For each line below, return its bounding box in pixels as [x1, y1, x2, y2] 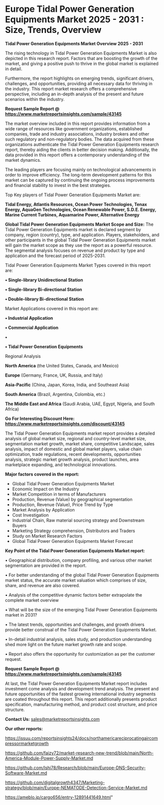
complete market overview [5, 597, 59, 603]
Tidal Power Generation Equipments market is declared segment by [5, 226, 141, 232]
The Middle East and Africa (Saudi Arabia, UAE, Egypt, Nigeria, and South [5, 401, 155, 407]
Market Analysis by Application [12, 507, 75, 512]
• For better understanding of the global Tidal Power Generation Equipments [5, 572, 159, 578]
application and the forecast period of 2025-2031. [5, 252, 106, 259]
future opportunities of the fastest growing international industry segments [5, 691, 156, 697]
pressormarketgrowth [5, 740, 49, 746]
